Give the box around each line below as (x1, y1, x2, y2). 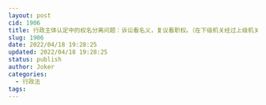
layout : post (8, 11, 51, 20)
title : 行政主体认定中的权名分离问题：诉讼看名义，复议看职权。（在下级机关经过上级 (8, 26, 249, 34)
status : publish (8, 56, 62, 64)
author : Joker (8, 63, 55, 71)
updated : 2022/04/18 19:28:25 (8, 48, 108, 56)
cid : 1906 (8, 19, 41, 27)
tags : (8, 84, 26, 93)
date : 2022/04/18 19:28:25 (8, 41, 97, 49)
